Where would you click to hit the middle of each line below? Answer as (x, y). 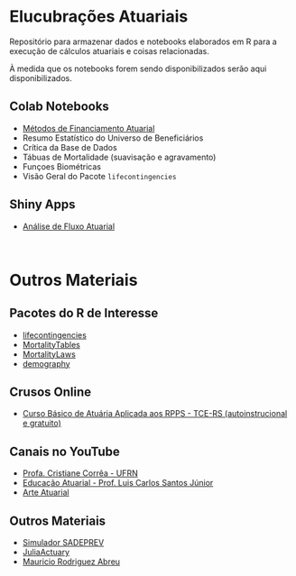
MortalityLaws (49, 354)
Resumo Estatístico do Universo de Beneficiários (113, 138)
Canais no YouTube (65, 451)
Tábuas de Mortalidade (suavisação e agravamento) (119, 157)
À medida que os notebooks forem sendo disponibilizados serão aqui (138, 69)
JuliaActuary (46, 552)
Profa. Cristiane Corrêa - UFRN (80, 473)
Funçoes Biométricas (62, 166)
